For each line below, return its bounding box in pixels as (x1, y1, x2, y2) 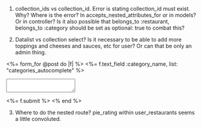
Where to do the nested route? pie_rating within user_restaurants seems (15, 109, 195, 116)
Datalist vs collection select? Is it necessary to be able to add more (15, 36, 182, 43)
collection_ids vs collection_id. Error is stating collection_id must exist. (15, 5, 191, 12)
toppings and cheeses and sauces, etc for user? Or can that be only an (15, 42, 192, 49)
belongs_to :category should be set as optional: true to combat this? (15, 24, 185, 31)
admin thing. (15, 49, 47, 56)
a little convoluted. (15, 116, 62, 122)
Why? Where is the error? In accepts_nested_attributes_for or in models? (15, 11, 197, 19)
